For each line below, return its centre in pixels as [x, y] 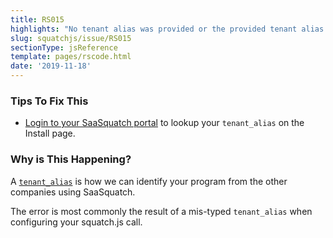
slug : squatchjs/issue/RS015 [71, 38]
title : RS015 [37, 19]
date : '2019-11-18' [51, 66]
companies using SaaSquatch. [73, 192]
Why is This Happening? [71, 159]
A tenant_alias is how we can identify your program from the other [149, 181]
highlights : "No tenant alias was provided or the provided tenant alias [167, 29]
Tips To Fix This [49, 101]
